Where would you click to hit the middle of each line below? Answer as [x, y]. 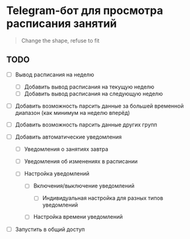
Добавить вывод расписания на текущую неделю [89, 87]
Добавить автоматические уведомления [68, 137]
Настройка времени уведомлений [78, 217]
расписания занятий [62, 24]
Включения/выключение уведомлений [84, 186]
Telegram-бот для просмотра [85, 11]
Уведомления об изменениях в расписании [81, 161]
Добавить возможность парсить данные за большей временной [99, 106]
